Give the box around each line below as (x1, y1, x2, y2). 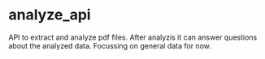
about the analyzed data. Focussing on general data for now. (8, 40, 211, 50)
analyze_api (8, 6, 91, 24)
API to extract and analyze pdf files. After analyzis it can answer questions (8, 32, 258, 42)
